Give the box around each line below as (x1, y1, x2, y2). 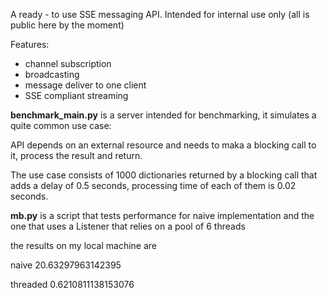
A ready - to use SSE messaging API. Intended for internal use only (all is (10, 9, 310, 20)
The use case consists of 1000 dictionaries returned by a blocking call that (10, 169, 318, 181)
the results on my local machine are (10, 240, 157, 251)
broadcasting (24, 69, 80, 80)
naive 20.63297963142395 (10, 259, 122, 271)
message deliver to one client (24, 79, 147, 91)
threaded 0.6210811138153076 (10, 279, 135, 290)
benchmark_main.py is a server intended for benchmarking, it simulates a (10, 109, 317, 121)
